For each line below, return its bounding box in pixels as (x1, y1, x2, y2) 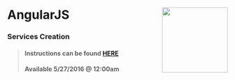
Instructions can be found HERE (24, 49, 119, 57)
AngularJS (7, 7, 70, 23)
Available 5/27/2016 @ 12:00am (24, 65, 120, 73)
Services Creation (7, 32, 70, 42)
